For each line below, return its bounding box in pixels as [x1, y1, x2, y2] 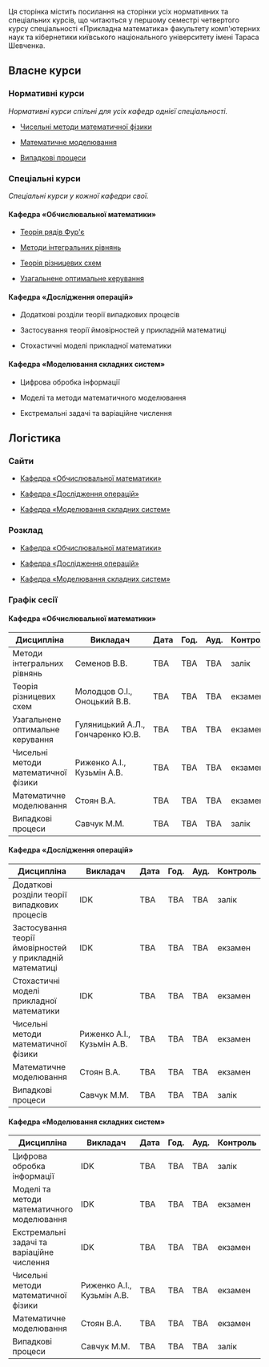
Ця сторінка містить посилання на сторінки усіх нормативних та [8, 7, 229, 16]
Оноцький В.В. [74, 696, 131, 707]
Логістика [8, 431, 62, 445]
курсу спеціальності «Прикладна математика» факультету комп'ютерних [8, 24, 260, 33]
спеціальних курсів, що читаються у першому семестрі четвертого [8, 15, 240, 25]
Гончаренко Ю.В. [74, 728, 142, 740]
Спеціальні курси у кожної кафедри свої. [8, 191, 150, 200]
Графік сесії [8, 594, 58, 605]
